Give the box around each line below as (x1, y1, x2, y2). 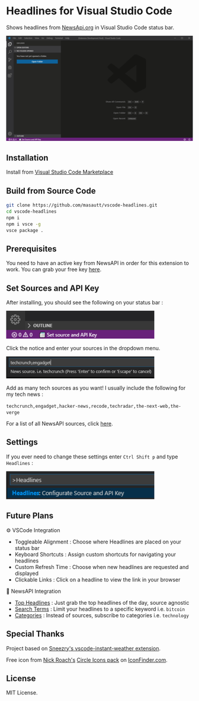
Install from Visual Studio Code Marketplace (6, 168, 114, 176)
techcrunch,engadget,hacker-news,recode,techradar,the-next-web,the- (6, 403, 182, 409)
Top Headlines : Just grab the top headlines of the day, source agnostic (14, 599, 190, 606)
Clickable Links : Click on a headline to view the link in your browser (14, 576, 181, 583)
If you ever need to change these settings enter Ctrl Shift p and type (6, 453, 178, 460)
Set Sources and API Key (6, 283, 99, 293)
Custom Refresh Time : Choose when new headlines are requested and (14, 563, 189, 570)
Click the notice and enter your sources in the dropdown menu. (6, 345, 161, 352)
